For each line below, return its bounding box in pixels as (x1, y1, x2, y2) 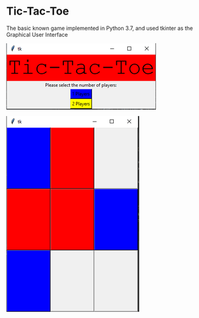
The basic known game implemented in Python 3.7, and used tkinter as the (6, 24, 194, 32)
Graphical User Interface (6, 31, 68, 38)
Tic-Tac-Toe (6, 4, 69, 18)
